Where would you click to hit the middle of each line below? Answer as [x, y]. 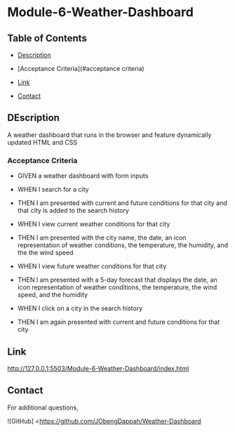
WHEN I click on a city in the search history [80, 308]
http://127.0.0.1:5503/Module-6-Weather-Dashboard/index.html [98, 368]
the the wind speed [45, 253]
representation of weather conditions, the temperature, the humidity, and [123, 245]
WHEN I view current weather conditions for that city [94, 224]
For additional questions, [43, 407]
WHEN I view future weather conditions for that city [92, 266]
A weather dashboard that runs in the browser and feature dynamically [109, 135]
